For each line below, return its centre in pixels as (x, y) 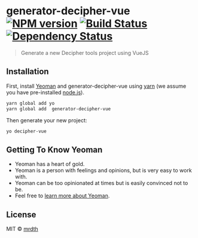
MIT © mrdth (22, 229)
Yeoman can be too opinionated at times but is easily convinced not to (101, 183)
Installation (28, 72)
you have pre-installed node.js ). (45, 92)
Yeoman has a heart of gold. (50, 164)
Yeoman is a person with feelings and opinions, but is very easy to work (103, 171)
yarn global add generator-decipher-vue (59, 109)
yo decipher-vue (26, 131)
